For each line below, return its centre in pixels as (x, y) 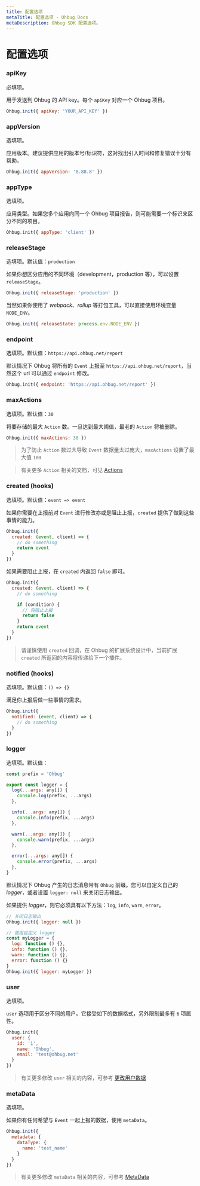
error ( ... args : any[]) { (42, 856)
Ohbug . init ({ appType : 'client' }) (50, 233)
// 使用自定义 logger (31, 933)
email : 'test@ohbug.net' (48, 1054)
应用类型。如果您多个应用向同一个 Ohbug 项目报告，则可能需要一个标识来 (97, 214)
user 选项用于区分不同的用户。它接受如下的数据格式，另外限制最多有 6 (93, 1013)
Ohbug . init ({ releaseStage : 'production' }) (62, 293)
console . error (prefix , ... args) (57, 862)
